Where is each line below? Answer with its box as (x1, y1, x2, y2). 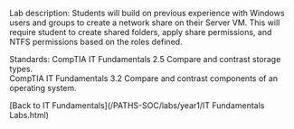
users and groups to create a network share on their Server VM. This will (9, 17, 280, 28)
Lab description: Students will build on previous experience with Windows (9, 8, 285, 18)
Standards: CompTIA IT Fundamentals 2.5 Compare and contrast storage (9, 54, 281, 64)
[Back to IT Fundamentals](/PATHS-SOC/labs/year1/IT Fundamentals (9, 100, 265, 111)
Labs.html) (9, 110, 50, 120)
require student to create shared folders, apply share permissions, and (9, 27, 272, 37)
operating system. (9, 83, 77, 93)
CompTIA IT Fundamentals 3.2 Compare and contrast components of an (9, 73, 279, 84)
